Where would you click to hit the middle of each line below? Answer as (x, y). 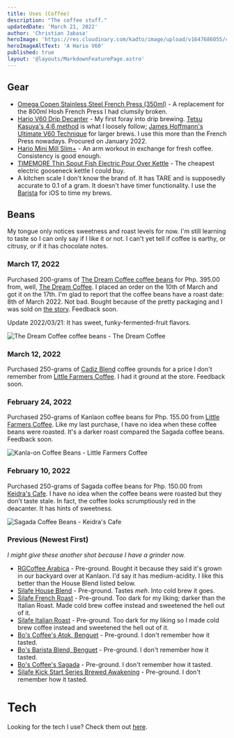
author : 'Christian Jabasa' (48, 33)
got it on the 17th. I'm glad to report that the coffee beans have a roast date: (116, 294)
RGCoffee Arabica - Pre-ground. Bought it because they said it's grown (119, 568)
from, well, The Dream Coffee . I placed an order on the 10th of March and (112, 287)
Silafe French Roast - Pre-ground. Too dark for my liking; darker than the (121, 598)
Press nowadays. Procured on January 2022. (82, 141)
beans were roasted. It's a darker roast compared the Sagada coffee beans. (116, 432)
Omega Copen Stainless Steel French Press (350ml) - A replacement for (121, 104)
